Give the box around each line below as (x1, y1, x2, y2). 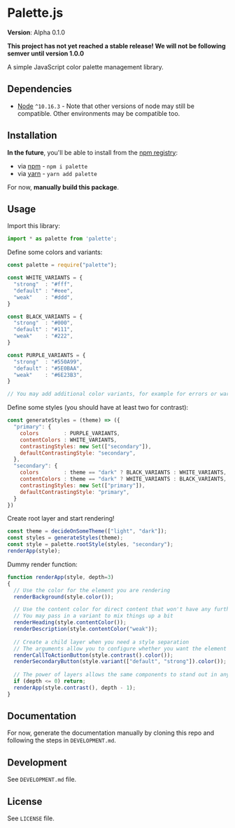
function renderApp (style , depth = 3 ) (7, 573, 114, 580)
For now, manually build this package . (7, 182, 119, 191)
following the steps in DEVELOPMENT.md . (7, 736, 117, 744)
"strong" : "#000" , (13, 319, 73, 327)
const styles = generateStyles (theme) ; (7, 535, 124, 542)
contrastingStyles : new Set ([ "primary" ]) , (20, 482, 145, 489)
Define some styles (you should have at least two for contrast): (7, 403, 189, 412)
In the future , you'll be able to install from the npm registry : (7, 148, 178, 156)
